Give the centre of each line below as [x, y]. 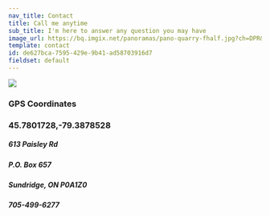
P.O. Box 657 [30, 165]
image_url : [27, 38]
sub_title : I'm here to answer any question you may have [107, 31]
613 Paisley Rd [33, 145]
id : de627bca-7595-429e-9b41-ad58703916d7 [80, 53]
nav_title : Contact [41, 16]
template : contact [39, 46]
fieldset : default [39, 61]
